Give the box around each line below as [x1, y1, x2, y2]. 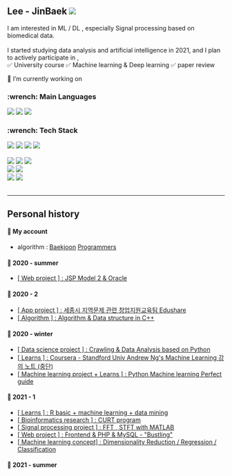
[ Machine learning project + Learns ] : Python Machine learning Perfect [17, 369, 222, 378]
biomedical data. [7, 31, 55, 39]
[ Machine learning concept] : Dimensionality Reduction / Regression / [17, 437, 217, 446]
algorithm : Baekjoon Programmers [17, 243, 117, 251]
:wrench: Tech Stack [7, 126, 78, 136]
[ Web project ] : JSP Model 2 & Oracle [17, 274, 128, 282]
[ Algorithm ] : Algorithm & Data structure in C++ [17, 314, 155, 322]
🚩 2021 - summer [7, 461, 57, 469]
